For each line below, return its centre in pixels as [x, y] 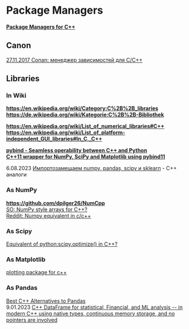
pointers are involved [32, 319]
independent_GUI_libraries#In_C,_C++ [54, 139]
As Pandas [22, 288]
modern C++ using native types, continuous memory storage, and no [91, 314]
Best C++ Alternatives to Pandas [46, 300]
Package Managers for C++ [41, 27]
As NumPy [22, 190]
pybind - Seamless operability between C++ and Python [77, 151]
